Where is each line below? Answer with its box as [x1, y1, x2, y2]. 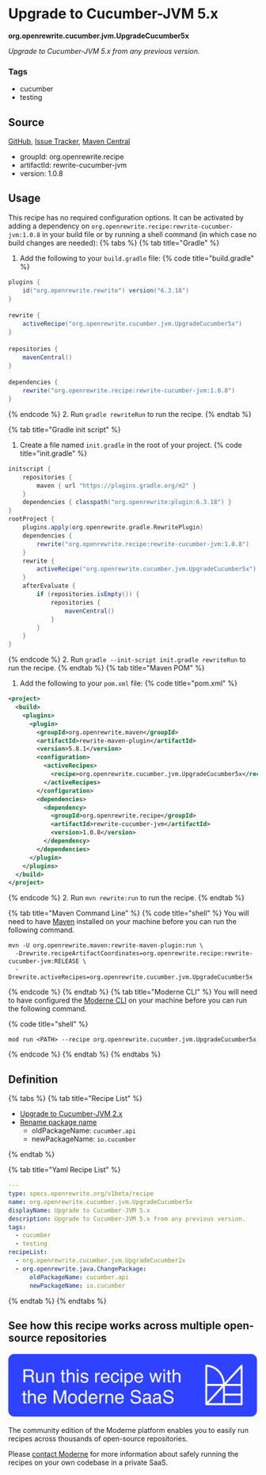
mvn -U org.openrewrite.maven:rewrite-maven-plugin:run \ [8, 942, 203, 950]
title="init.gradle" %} [19, 449, 88, 458]
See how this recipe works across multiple [8, 1319, 222, 1332]
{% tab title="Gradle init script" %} [8, 425, 121, 434]
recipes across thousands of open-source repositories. [8, 1434, 188, 1443]
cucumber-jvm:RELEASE [8, 957, 80, 965]
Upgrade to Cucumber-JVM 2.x [19, 1109, 123, 1118]
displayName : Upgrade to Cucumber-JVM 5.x [8, 1206, 150, 1214]
